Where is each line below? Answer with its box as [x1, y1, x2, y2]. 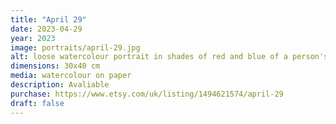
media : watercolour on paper [10, 71, 132, 81]
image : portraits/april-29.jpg [10, 42, 141, 53]
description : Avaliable [10, 80, 110, 90]
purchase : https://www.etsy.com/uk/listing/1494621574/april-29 [10, 89, 284, 99]
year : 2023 [10, 33, 56, 43]
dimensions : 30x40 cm [10, 61, 101, 71]
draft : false [10, 98, 65, 108]
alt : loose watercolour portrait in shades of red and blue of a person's [10, 52, 329, 62]
